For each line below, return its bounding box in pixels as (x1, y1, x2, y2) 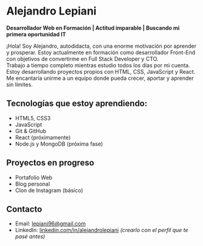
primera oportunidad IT (6, 30, 67, 37)
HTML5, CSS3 (15, 114, 51, 121)
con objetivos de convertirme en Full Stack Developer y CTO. (6, 55, 159, 62)
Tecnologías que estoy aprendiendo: (6, 99, 148, 109)
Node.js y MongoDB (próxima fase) (15, 140, 103, 147)
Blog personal (15, 180, 50, 187)
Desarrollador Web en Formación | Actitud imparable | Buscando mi (6, 24, 180, 31)
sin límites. (6, 80, 33, 88)
